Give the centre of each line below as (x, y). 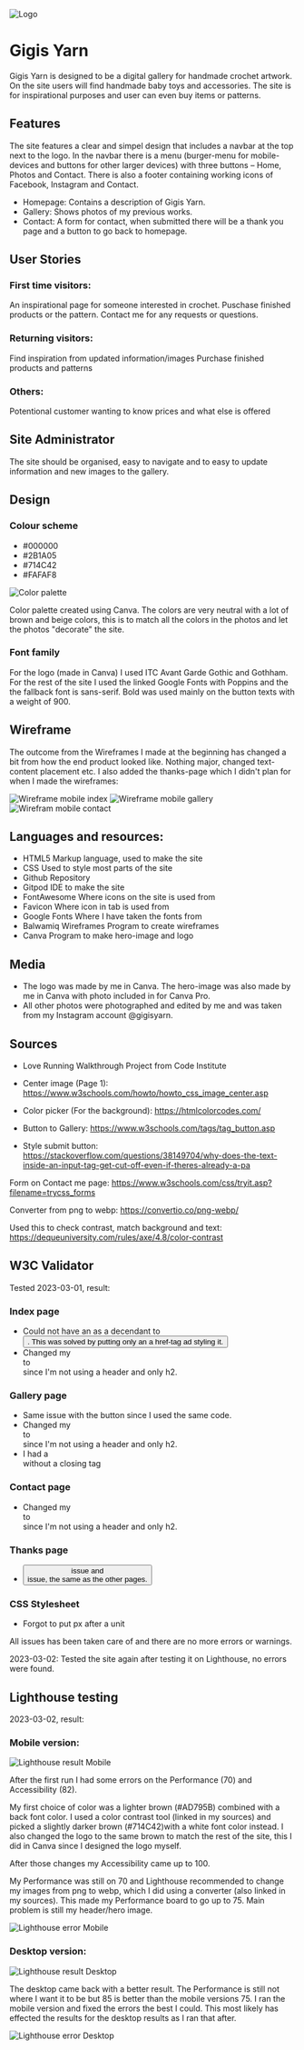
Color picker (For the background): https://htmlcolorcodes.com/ (142, 1111)
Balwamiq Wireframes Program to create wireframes (121, 926)
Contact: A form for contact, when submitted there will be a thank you (153, 221)
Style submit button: (60, 1146)
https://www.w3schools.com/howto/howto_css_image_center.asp (146, 1093)
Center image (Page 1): (65, 1084)
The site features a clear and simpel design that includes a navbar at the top (152, 145)
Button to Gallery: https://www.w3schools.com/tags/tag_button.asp (149, 1128)
